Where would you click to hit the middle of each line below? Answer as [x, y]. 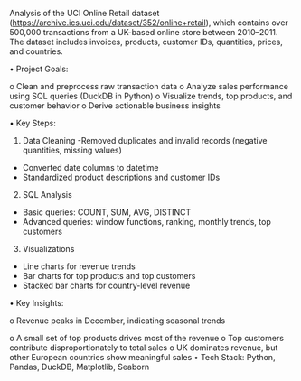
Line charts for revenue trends [79, 266]
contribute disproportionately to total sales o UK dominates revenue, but [144, 348]
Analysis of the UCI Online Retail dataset [85, 13]
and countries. [36, 51]
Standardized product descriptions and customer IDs [121, 177]
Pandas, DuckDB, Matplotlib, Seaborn [80, 367]
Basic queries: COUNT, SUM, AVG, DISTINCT [107, 212]
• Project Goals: [39, 69]
